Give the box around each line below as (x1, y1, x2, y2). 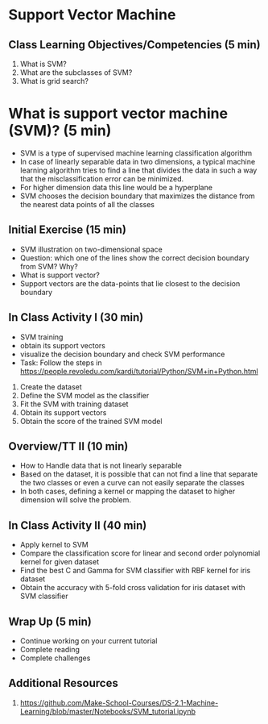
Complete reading (19, 645, 80, 654)
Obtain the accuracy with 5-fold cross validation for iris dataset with (19, 583, 245, 593)
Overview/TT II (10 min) (8, 439, 129, 453)
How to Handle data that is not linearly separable (19, 461, 183, 471)
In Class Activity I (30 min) (8, 310, 144, 324)
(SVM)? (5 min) (8, 122, 112, 140)
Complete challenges (19, 653, 91, 663)
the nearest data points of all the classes (19, 199, 155, 209)
